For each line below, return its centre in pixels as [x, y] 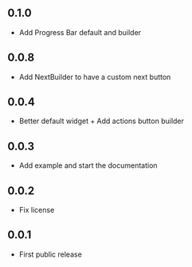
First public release [51, 254]
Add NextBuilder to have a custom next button [95, 77]
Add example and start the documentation [88, 165]
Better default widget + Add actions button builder [102, 121]
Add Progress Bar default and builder [80, 32]
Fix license [37, 210]
